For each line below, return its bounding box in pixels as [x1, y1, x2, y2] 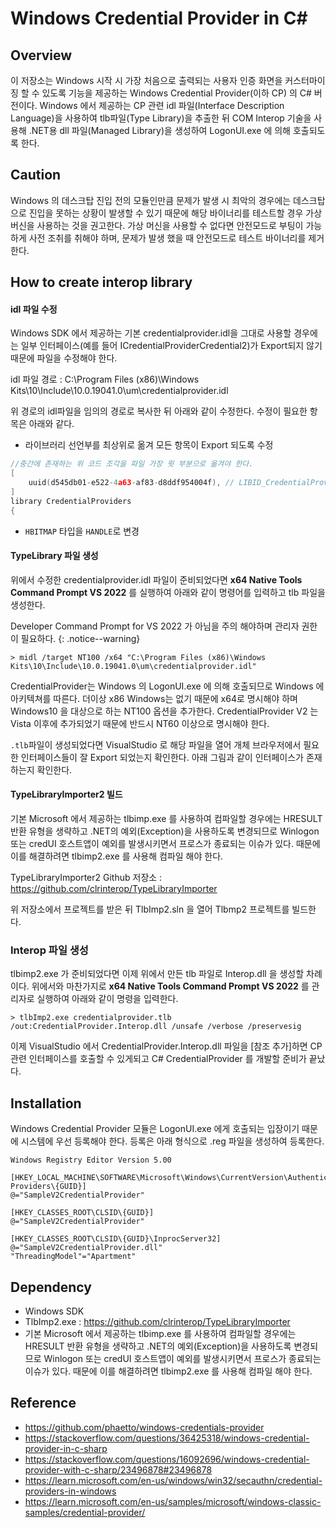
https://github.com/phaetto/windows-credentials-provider [24, 1421, 265, 1433]
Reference [10, 1395, 77, 1412]
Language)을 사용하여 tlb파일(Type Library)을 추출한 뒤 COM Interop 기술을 [10, 112, 312, 124]
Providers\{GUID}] [10, 1182, 87, 1192]
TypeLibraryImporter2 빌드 [10, 788, 123, 801]
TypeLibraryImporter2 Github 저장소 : [10, 872, 163, 884]
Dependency [10, 1278, 92, 1296]
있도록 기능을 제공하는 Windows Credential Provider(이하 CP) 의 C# [41, 87, 312, 99]
